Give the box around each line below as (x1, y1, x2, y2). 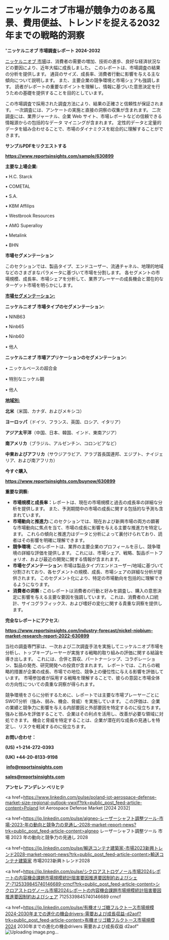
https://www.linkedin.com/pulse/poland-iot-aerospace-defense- (23, 794, 157, 800)
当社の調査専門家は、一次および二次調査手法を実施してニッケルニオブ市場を (5, 643, 164, 649)
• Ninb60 (5, 333, 25, 339)
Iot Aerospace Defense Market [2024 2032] (39, 805, 131, 811)
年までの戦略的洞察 (5, 30, 85, 41)
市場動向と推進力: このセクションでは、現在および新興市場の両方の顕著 (12, 518, 160, 524)
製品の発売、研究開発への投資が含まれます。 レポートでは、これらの (14, 662, 156, 668)
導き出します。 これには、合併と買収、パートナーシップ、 (5, 656, 125, 662)
